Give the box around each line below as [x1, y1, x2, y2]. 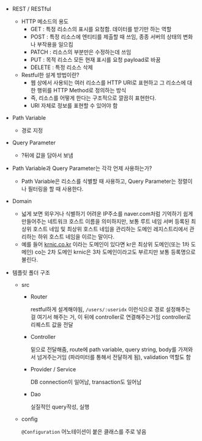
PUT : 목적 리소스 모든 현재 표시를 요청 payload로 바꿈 [30, 56, 161, 63]
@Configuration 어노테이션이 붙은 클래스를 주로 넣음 [21, 428, 147, 435]
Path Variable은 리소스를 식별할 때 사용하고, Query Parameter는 [21, 177, 176, 185]
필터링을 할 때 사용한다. [28, 185, 84, 192]
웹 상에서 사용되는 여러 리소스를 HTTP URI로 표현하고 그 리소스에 [30, 79, 186, 86]
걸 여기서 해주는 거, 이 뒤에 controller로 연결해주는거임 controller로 [30, 313, 192, 321]
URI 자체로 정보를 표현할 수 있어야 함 [30, 102, 118, 109]
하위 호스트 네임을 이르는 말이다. [37, 233, 115, 240]
